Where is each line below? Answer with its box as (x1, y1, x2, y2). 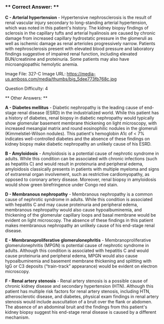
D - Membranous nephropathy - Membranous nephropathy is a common (5, 191, 153, 197)
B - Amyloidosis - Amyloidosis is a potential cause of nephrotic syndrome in (5, 150, 159, 156)
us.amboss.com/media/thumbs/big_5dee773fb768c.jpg (5, 76, 117, 82)
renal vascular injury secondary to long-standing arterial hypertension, (5, 20, 148, 25)
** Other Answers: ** (5, 95, 48, 101)
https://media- (67, 71, 96, 77)
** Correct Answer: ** (5, 3, 59, 10)
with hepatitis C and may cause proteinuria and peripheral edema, (5, 202, 139, 208)
